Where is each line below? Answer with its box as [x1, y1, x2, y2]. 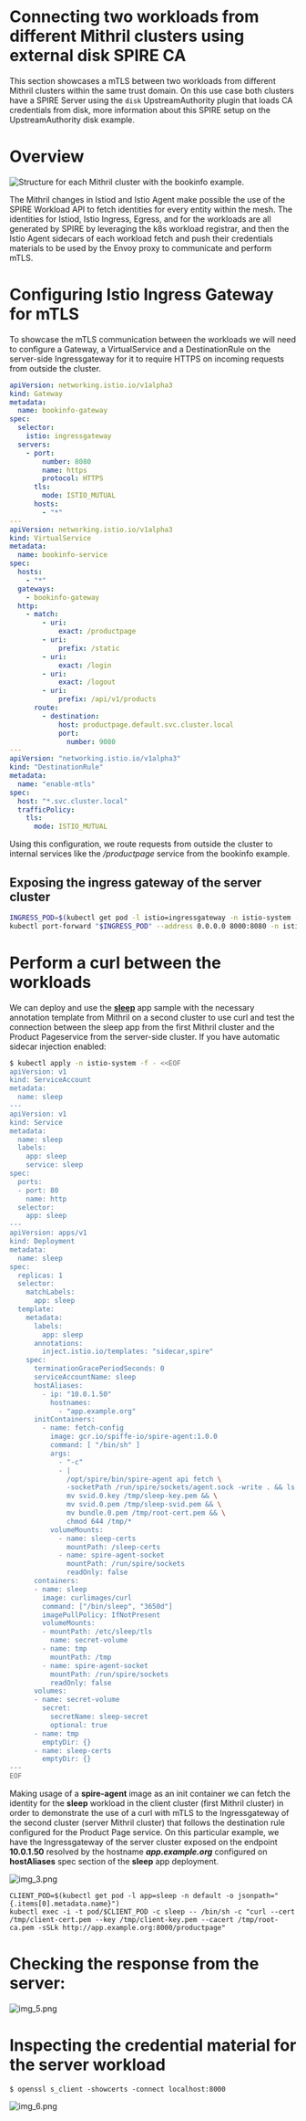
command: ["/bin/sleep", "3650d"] [42, 1601, 173, 1611]
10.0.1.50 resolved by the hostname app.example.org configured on [9, 1846, 268, 1857]
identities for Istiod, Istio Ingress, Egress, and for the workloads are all [9, 213, 271, 225]
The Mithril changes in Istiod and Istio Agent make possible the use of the [9, 194, 285, 205]
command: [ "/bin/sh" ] [49, 1441, 141, 1450]
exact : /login [57, 660, 112, 670]
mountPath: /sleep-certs [66, 1542, 161, 1551]
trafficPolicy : [17, 805, 76, 814]
